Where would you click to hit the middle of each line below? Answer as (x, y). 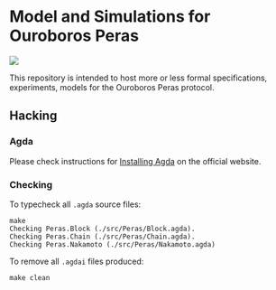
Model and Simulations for (110, 17)
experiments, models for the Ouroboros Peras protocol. (112, 87)
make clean (30, 277)
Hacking (33, 116)
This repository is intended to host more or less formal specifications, (138, 78)
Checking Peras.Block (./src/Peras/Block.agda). (102, 229)
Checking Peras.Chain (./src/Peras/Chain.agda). (102, 237)
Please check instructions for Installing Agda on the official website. (135, 161)
